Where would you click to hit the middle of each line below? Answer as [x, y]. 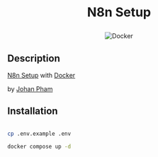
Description [34, 58]
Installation [33, 111]
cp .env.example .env [39, 134]
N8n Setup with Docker [41, 75]
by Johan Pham [30, 89]
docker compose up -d [39, 146]
